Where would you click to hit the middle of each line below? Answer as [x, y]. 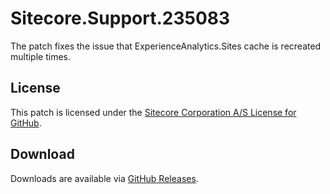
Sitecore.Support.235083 [120, 18]
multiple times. [40, 56]
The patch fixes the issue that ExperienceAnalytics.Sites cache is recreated [166, 46]
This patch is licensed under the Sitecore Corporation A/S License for [153, 112]
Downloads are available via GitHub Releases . [104, 178]
